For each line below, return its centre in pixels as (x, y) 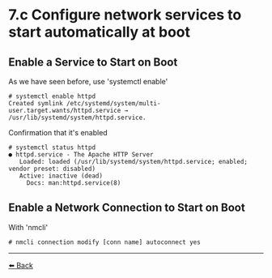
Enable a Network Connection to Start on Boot (127, 208)
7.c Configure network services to (125, 15)
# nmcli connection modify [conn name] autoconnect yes (104, 242)
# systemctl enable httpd (52, 96)
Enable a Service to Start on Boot (93, 62)
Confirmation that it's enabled (58, 133)
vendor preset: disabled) (52, 169)
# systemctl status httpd (52, 148)
